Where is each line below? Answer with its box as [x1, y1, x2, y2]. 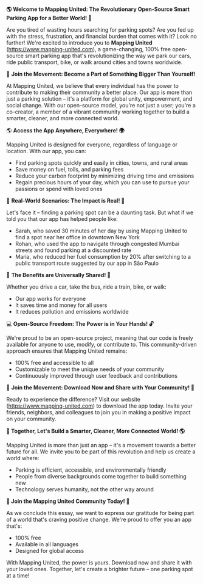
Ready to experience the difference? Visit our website [6, 396, 141, 403]
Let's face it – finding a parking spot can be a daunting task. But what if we [6, 209, 194, 216]
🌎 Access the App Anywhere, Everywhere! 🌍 [6, 127, 125, 134]
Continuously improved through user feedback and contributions [15, 372, 178, 379]
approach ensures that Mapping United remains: [6, 347, 128, 355]
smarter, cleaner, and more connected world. [6, 115, 120, 121]
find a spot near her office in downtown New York [15, 234, 140, 240]
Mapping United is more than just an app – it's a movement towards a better [6, 442, 196, 449]
